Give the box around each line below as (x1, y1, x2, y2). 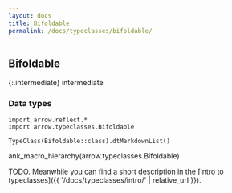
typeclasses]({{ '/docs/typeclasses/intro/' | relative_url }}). (8, 175, 202, 185)
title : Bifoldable (8, 19, 70, 27)
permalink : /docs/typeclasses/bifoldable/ (8, 27, 153, 35)
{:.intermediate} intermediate (8, 78, 104, 88)
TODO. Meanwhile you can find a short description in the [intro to (8, 166, 224, 177)
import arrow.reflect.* (8, 116, 88, 125)
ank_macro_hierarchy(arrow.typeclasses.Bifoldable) (8, 151, 180, 161)
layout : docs (8, 11, 52, 20)
